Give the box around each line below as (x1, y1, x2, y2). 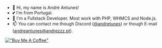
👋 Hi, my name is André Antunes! (12, 5, 80, 10)
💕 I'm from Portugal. (12, 10, 53, 16)
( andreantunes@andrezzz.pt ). (12, 28, 73, 34)
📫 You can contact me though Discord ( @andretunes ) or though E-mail (12, 21, 158, 26)
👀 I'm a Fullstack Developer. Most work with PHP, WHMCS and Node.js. (12, 15, 157, 21)
